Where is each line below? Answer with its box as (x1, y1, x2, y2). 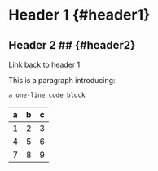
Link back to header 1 (8, 59, 81, 69)
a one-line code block (8, 91, 86, 99)
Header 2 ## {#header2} (8, 38, 136, 52)
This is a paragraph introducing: (8, 76, 116, 85)
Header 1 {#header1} (8, 6, 151, 24)
